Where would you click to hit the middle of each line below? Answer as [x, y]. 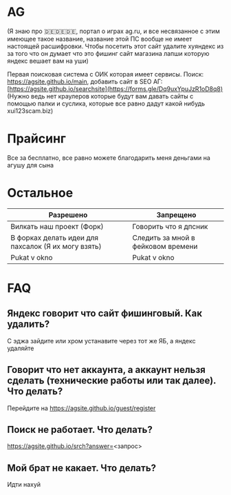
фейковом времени [165, 246]
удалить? [29, 324]
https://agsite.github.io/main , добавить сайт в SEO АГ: [85, 81]
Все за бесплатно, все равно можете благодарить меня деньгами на [109, 158]
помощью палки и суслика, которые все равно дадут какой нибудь [106, 103]
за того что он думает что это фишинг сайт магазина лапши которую [108, 53]
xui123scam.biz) [30, 110]
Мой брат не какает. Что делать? [82, 468]
